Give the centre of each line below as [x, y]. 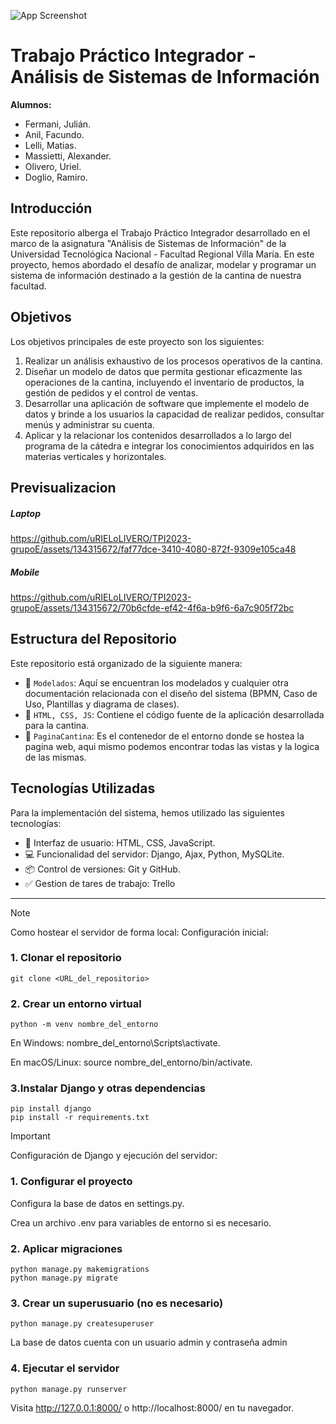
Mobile [25, 572]
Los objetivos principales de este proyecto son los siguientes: [137, 341]
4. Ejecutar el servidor [65, 1368]
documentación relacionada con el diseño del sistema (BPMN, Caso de [171, 693]
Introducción [51, 208]
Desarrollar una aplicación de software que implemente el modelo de [167, 403]
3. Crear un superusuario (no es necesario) [117, 1303]
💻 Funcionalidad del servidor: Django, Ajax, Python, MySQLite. [154, 854]
